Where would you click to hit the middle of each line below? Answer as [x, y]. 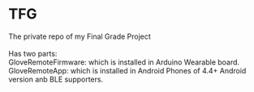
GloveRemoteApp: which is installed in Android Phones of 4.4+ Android [127, 70]
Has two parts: [33, 53]
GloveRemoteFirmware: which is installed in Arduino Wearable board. [124, 62]
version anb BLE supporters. [56, 79]
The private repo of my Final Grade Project [80, 36]
